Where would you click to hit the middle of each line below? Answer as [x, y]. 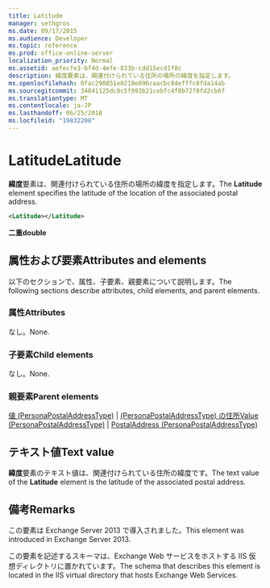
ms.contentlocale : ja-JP [50, 106]
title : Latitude [35, 16]
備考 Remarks [42, 509]
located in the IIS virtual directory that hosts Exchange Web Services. [123, 575]
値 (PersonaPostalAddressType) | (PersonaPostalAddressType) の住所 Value [134, 416]
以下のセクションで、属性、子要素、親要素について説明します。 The [120, 281]
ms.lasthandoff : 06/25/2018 [56, 114]
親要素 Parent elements [54, 397]
